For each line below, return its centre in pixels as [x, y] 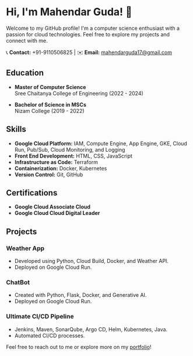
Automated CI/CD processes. [50, 336]
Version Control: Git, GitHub [49, 174]
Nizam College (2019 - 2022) [49, 111]
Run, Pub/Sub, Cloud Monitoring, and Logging [70, 149]
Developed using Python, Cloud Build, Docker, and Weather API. [92, 261]
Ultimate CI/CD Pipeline [40, 317]
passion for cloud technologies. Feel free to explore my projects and [88, 34]
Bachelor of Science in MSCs [50, 104]
